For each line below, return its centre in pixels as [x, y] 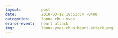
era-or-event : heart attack [37, 23]
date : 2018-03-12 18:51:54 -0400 [51, 14]
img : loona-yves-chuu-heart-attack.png [59, 28]
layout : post [28, 10]
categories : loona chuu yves [40, 19]
